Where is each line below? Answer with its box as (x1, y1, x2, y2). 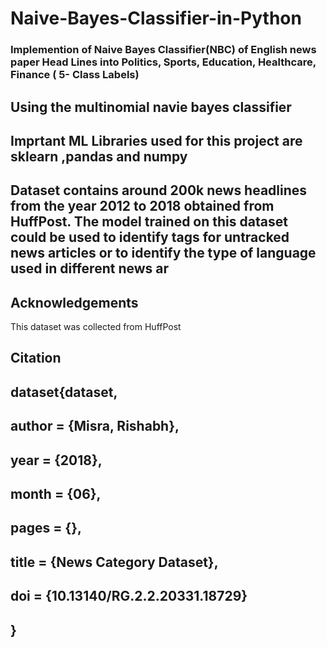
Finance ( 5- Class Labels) (10, 68, 140, 82)
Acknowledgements (10, 294, 139, 311)
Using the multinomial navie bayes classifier (10, 98, 292, 116)
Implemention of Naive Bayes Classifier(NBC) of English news (10, 43, 317, 57)
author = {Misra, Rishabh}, (10, 418, 180, 435)
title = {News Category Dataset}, (10, 553, 219, 571)
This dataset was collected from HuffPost (10, 321, 182, 333)
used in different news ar (10, 260, 170, 277)
